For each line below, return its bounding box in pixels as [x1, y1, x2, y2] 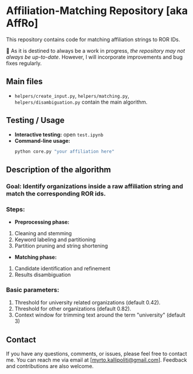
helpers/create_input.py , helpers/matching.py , [14, 92, 130, 99]
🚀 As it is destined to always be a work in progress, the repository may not [6, 47, 185, 54]
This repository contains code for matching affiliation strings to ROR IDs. [6, 36, 180, 43]
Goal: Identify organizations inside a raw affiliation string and [6, 182, 183, 190]
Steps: [6, 205, 25, 213]
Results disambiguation [14, 271, 71, 279]
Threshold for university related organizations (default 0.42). [14, 299, 161, 306]
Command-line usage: [14, 137, 71, 144]
